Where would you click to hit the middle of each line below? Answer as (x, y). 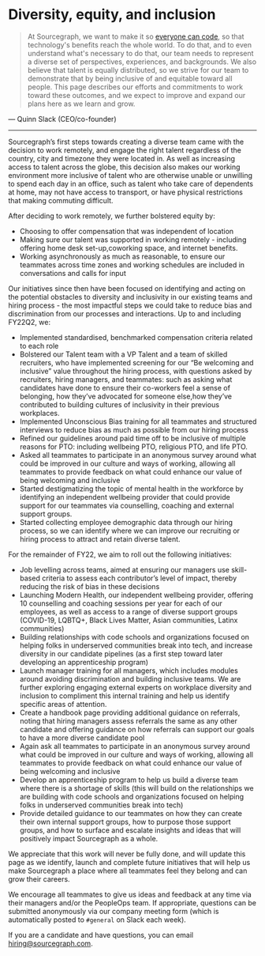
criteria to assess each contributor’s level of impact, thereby (140, 578)
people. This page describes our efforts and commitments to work (135, 87)
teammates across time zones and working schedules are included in (132, 265)
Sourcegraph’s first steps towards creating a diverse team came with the (126, 142)
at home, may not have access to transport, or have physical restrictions (125, 192)
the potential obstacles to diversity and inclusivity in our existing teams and (130, 297)
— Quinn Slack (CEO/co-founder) (62, 119)
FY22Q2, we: (30, 322)
